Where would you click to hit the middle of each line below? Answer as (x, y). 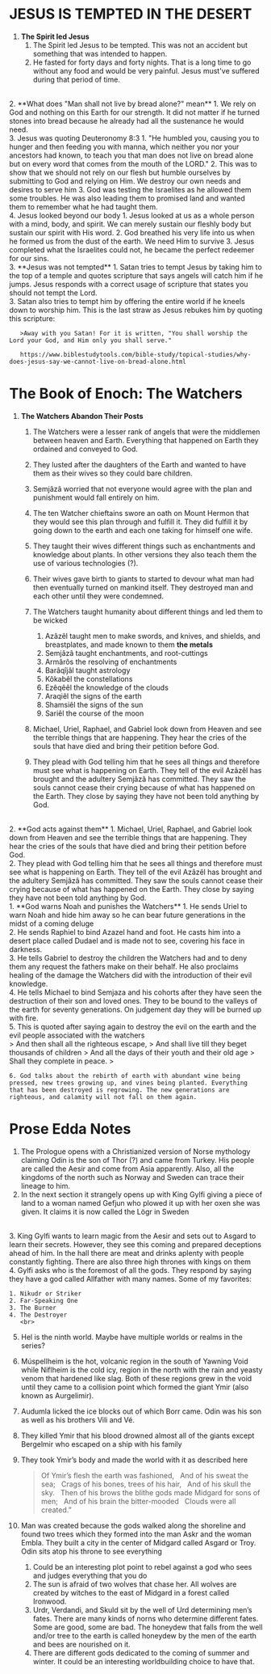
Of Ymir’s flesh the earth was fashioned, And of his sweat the (145, 1475)
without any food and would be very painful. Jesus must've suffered (146, 70)
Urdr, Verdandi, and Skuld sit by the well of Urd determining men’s (142, 1609)
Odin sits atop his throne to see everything (91, 1551)
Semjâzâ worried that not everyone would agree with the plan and (142, 488)
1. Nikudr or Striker (46, 1294)
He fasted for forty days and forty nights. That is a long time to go (142, 62)
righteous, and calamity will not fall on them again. (103, 1097)
